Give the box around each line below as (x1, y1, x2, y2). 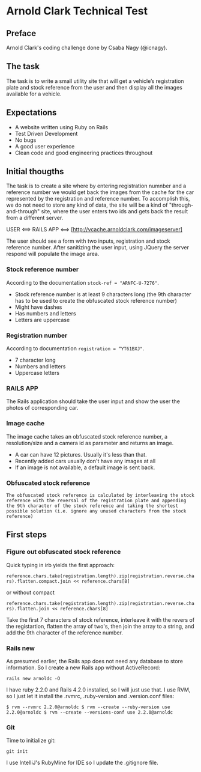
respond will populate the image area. (6, 251, 100, 258)
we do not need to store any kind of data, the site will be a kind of (6, 201, 168, 208)
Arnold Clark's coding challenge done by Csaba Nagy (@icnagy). (6, 44, 168, 51)
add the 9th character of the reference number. (6, 629, 123, 636)
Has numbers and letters (14, 309, 76, 317)
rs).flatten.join (6, 606, 50, 612)
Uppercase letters (14, 369, 60, 377)
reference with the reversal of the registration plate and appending (6, 497, 187, 503)
